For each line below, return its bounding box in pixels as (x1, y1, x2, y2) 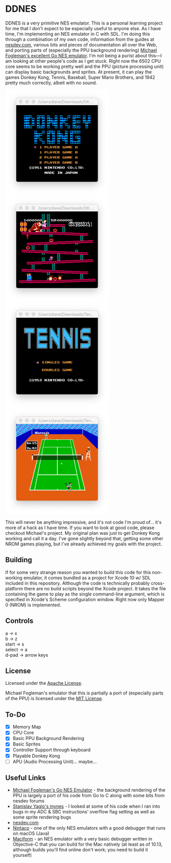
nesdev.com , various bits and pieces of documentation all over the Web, (5, 41, 157, 47)
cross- (151, 580, 165, 586)
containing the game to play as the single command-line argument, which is (5, 591, 165, 597)
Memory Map (12, 724, 41, 730)
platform (5, 585, 23, 591)
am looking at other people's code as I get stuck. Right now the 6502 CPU (5, 58, 161, 64)
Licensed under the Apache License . (5, 680, 83, 686)
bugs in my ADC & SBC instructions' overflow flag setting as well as (12, 809, 155, 815)
